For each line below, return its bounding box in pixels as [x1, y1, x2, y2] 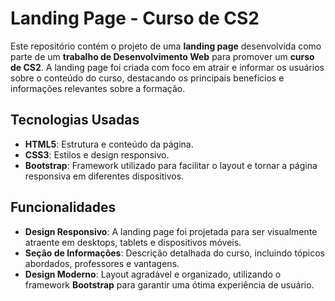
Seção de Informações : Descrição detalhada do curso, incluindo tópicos [24, 247, 325, 259]
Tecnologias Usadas [10, 112, 140, 129]
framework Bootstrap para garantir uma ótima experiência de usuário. [24, 278, 315, 291]
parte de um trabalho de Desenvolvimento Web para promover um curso [10, 50, 315, 62]
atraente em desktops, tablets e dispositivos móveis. [24, 236, 242, 248]
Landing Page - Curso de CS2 [10, 7, 260, 30]
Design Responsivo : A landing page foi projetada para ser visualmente [24, 225, 318, 237]
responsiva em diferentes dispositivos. [24, 170, 185, 182]
